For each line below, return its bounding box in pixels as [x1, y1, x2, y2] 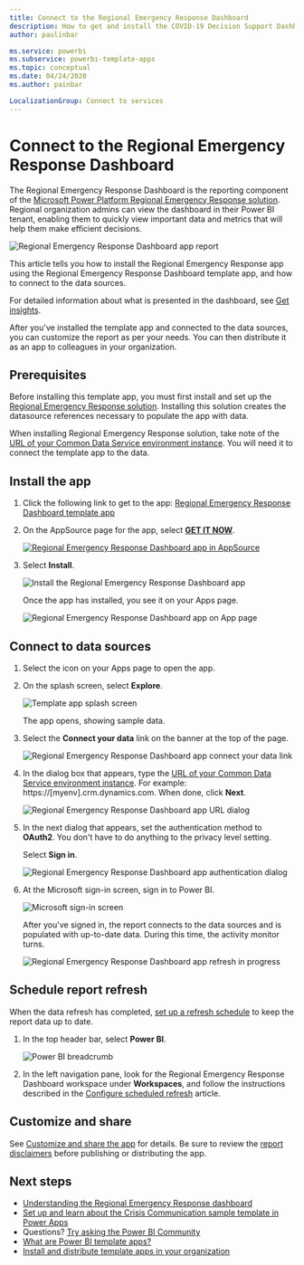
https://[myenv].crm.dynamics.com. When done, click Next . [22, 787, 246, 797]
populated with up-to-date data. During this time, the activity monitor [22, 929, 280, 939]
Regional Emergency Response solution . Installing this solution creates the [9, 401, 287, 412]
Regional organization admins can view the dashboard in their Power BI [9, 204, 275, 214]
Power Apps [22, 1217, 69, 1228]
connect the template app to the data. [9, 447, 150, 458]
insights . [9, 304, 42, 315]
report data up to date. [9, 1015, 93, 1027]
